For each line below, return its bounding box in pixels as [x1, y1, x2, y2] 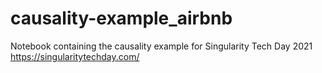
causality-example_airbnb [10, 7, 233, 30]
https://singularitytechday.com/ [10, 50, 140, 62]
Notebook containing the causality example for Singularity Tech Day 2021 [10, 40, 313, 52]
